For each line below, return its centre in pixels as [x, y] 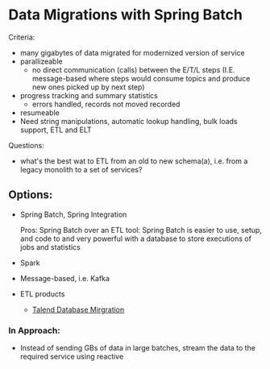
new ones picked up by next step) [88, 87]
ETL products [42, 294]
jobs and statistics [50, 247]
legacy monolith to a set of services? [81, 169]
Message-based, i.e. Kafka [65, 278]
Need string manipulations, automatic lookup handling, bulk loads [129, 121]
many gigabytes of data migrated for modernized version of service [132, 52]
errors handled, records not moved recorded [106, 104]
